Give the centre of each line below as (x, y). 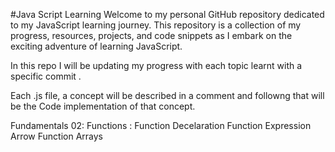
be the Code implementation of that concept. (103, 106)
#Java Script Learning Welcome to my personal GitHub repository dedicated (167, 14)
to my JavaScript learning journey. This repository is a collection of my (156, 25)
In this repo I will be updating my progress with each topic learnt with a (156, 65)
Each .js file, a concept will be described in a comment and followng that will (167, 95)
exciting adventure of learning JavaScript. (96, 46)
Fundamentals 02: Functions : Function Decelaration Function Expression (161, 125)
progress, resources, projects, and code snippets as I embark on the (151, 35)
